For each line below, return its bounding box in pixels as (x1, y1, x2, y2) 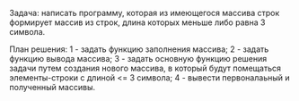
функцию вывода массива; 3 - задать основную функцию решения (9, 54, 268, 63)
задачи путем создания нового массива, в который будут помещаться (9, 63, 281, 73)
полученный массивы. (9, 82, 96, 92)
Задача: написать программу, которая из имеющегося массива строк (9, 8, 280, 18)
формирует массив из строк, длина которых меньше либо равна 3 (9, 17, 266, 28)
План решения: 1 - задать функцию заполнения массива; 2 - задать (9, 44, 269, 55)
